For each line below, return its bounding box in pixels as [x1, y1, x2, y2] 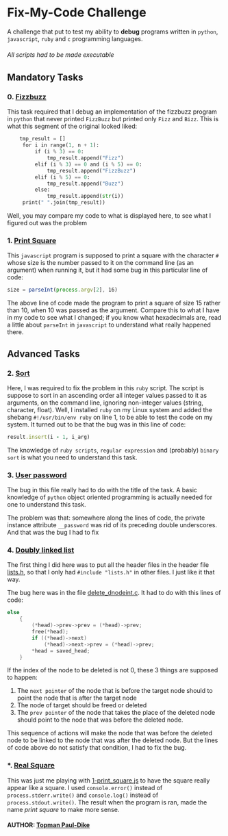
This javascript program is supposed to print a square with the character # [7, 251, 219, 259]
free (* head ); [31, 629, 69, 635]
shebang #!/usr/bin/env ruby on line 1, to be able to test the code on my [7, 413, 213, 421]
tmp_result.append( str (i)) [47, 193, 125, 200]
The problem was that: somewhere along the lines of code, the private [7, 514, 205, 522]
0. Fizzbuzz [7, 92, 47, 102]
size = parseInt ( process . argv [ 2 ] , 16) [7, 286, 118, 294]
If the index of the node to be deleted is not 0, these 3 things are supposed [7, 666, 218, 674]
